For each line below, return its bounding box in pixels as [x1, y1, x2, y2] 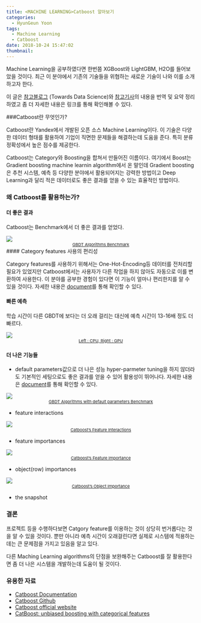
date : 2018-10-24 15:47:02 [6, 43, 74, 49]
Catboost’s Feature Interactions [70, 427, 131, 433]
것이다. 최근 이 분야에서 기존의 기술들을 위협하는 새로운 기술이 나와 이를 [17, 73, 184, 80]
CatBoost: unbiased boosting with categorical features [14, 610, 150, 617]
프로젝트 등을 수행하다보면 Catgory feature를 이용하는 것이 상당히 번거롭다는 [6, 524, 187, 532]
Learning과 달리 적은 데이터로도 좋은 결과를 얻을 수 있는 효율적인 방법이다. [6, 176, 180, 183]
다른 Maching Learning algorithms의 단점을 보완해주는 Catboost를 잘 [6, 553, 172, 560]
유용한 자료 [6, 577, 37, 585]
